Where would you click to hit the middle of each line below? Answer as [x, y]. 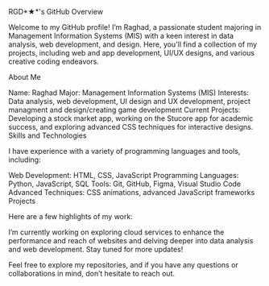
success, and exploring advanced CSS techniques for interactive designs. [131, 127]
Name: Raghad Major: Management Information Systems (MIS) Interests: [129, 93]
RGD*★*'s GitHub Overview [56, 12]
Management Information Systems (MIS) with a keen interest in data [121, 36]
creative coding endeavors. [54, 61]
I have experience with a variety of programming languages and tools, [124, 151]
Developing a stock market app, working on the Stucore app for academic [131, 118]
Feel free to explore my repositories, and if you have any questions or [124, 265]
